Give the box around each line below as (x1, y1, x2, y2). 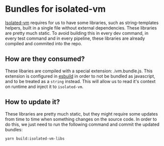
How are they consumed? (5, 55, 85, 63)
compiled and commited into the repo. (5, 40, 82, 46)
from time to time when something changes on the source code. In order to (5, 116, 157, 122)
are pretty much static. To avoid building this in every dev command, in (5, 30, 149, 36)
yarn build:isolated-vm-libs (5, 136, 65, 141)
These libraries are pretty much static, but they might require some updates (5, 111, 158, 117)
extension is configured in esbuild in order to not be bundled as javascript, (5, 73, 156, 79)
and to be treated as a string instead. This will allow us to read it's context (5, 78, 156, 84)
